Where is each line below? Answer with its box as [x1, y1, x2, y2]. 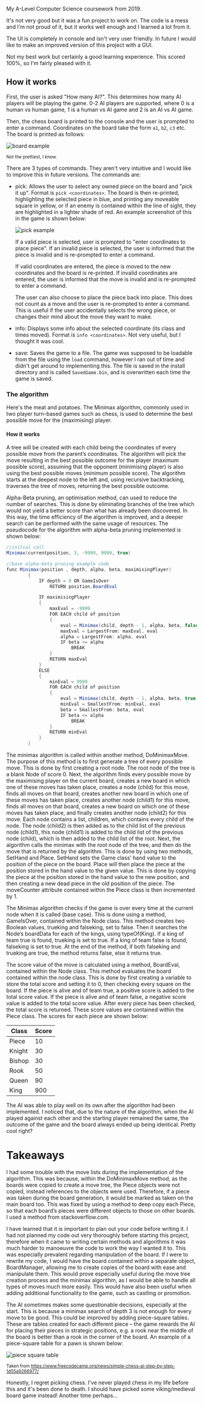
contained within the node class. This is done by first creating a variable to [6, 974, 192, 981]
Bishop [9, 1057, 29, 1065]
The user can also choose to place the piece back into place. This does [14, 293, 193, 301]
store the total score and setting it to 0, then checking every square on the [6, 981, 191, 988]
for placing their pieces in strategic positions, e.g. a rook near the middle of [6, 1327, 194, 1334]
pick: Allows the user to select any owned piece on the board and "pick [14, 183, 193, 190]
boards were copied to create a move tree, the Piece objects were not [6, 1181, 180, 1189]
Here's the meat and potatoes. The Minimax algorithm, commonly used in [6, 404, 189, 411]
